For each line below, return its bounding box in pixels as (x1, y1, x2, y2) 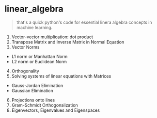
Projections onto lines (11, 97, 55, 103)
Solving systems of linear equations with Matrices (11, 73, 111, 79)
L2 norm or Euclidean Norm (11, 59, 67, 64)
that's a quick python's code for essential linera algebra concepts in (16, 19, 152, 25)
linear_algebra (4, 3, 63, 15)
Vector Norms (11, 44, 40, 50)
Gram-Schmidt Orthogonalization (11, 102, 78, 108)
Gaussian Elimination (11, 88, 54, 93)
